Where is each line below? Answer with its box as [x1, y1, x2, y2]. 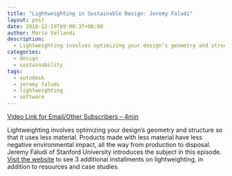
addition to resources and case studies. [7, 163, 119, 170]
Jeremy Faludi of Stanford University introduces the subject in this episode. [7, 148, 222, 156]
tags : [7, 68, 23, 75]
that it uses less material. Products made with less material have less [7, 133, 202, 141]
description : [7, 36, 45, 43]
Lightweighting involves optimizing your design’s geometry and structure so [7, 126, 223, 134]
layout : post [7, 17, 45, 23]
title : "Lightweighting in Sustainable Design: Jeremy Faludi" [7, 10, 193, 17]
